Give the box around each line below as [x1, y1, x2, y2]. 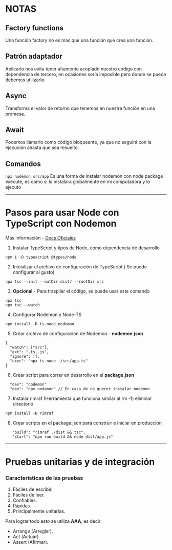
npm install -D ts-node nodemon [5, 322, 74, 327]
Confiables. [12, 497, 37, 503]
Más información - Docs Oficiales [5, 235, 76, 241]
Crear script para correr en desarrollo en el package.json [12, 372, 135, 378]
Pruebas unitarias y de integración [5, 456, 155, 468]
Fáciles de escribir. [12, 486, 53, 492]
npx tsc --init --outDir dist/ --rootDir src [5, 279, 104, 284]
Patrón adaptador [5, 52, 62, 61]
